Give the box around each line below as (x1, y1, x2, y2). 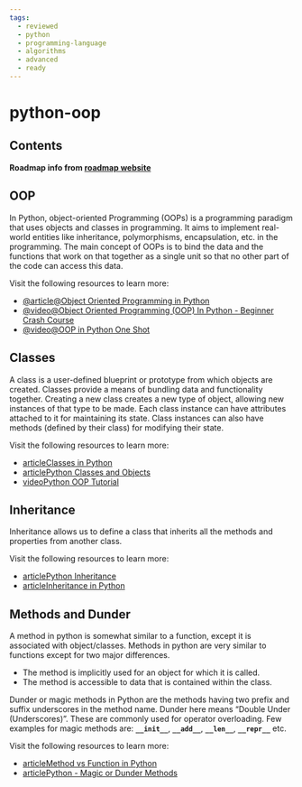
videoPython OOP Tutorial (22, 476, 120, 487)
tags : (9, 13, 30, 23)
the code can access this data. (9, 260, 124, 271)
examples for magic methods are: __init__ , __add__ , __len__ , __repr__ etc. (9, 723, 287, 734)
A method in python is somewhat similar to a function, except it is (9, 631, 252, 642)
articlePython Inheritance (22, 570, 117, 582)
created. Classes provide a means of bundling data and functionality (9, 384, 263, 394)
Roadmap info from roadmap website (9, 162, 151, 172)
